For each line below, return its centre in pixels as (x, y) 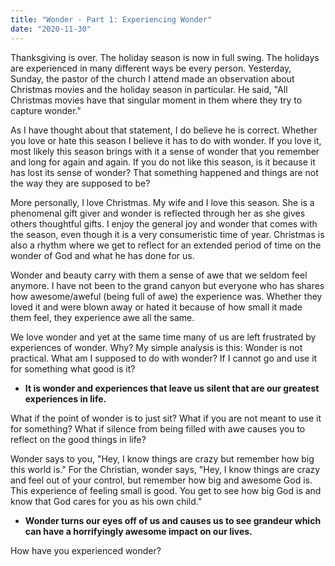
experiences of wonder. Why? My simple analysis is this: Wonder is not (156, 347)
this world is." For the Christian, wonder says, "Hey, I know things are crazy (165, 469)
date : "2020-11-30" (51, 29)
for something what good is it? (73, 368)
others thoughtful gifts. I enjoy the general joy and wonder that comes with (164, 223)
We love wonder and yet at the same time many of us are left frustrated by (163, 337)
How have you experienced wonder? (86, 550)
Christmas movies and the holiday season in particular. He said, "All (149, 89)
